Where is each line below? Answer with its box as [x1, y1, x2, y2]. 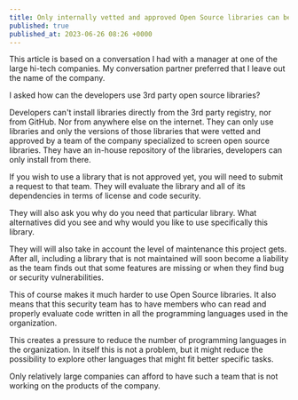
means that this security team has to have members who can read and [9, 299, 267, 309]
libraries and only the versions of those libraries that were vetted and [9, 126, 262, 137]
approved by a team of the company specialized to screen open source [9, 135, 271, 147]
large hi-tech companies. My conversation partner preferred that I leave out [9, 63, 286, 74]
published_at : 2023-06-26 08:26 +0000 [9, 29, 153, 38]
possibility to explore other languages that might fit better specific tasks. [9, 354, 274, 364]
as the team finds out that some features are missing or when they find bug [9, 263, 285, 274]
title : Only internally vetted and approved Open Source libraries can [9, 12, 279, 22]
